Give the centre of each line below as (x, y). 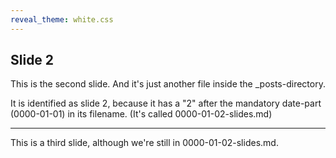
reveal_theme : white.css (62, 19)
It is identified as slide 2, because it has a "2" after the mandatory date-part (166, 103)
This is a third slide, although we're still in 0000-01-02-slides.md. (144, 143)
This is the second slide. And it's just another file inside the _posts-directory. (168, 84)
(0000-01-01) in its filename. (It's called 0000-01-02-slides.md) (141, 114)
